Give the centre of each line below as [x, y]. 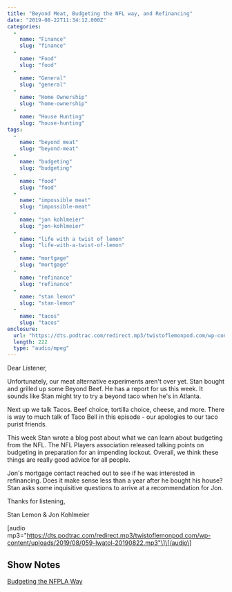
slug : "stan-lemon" [48, 303]
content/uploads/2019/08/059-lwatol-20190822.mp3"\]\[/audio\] [99, 543]
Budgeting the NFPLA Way [45, 581]
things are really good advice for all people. [69, 460]
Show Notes [34, 565]
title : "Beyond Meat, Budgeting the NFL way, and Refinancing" [100, 14]
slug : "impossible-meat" [55, 207]
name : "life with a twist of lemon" [72, 239]
